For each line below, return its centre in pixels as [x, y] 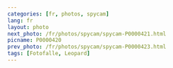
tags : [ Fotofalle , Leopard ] [49, 54]
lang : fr [20, 21]
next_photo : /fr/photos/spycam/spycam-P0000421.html [87, 34]
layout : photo [28, 27]
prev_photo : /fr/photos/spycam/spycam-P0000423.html [87, 47]
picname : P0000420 [34, 40]
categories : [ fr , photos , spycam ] [58, 14]
